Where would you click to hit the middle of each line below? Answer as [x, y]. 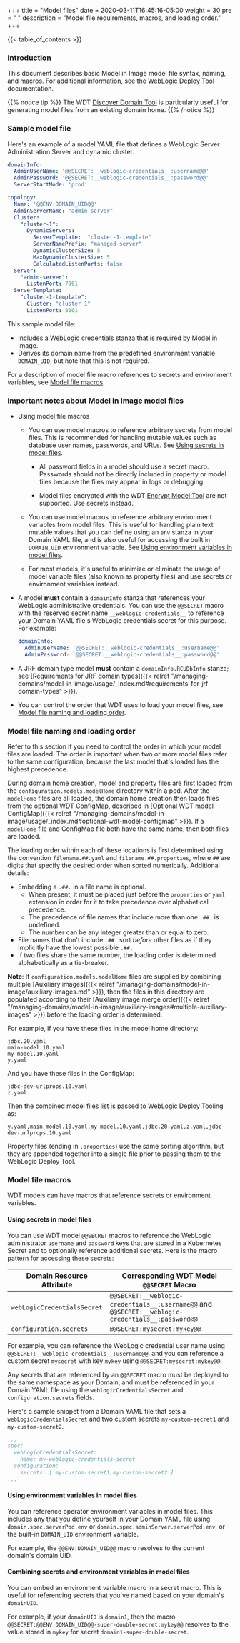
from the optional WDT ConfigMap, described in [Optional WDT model [111, 806]
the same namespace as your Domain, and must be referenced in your [111, 1382]
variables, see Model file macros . [56, 382]
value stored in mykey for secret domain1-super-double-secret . [98, 1632]
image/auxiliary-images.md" [49, 992]
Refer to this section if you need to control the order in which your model [114, 746]
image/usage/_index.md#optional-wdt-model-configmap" [93, 822]
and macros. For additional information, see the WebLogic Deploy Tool [111, 81]
